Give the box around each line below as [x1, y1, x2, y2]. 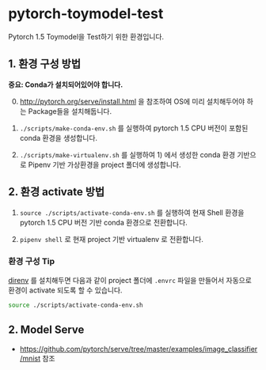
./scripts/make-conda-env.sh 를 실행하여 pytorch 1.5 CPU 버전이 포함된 [19, 123, 249, 133]
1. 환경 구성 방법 [8, 57, 82, 71]
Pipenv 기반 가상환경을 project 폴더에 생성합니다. [28, 160, 181, 169]
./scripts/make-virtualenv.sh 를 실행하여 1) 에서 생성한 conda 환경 [19, 149, 236, 159]
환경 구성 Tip [8, 256, 55, 267]
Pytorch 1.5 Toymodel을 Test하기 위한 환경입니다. [8, 32, 165, 41]
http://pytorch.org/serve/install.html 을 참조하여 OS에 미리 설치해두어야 [19, 96, 245, 106]
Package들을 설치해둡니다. [28, 106, 112, 115]
